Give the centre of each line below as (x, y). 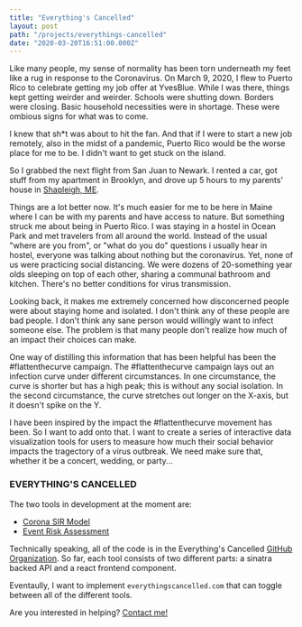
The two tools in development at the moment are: (101, 504)
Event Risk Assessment (66, 531)
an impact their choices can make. (73, 340)
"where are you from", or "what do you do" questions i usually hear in (138, 245)
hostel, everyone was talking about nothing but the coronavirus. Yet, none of (151, 255)
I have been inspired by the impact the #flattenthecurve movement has (141, 423)
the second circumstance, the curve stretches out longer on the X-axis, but (149, 396)
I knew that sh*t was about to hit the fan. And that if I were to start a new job (151, 134)
